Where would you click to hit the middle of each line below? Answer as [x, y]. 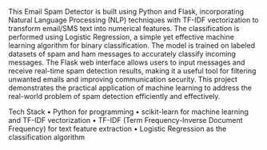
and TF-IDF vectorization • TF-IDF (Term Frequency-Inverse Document [126, 120]
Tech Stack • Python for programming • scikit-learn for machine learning [129, 112]
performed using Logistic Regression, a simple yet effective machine [121, 37]
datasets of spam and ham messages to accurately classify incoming [122, 54]
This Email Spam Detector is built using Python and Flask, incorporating [126, 12]
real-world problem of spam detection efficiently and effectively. [114, 96]
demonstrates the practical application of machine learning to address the [130, 88]
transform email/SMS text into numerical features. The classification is [124, 28]
